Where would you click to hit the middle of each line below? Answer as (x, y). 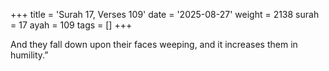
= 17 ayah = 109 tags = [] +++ (71, 25)
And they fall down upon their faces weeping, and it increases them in (154, 44)
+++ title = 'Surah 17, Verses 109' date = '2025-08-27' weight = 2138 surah (165, 14)
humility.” (29, 55)
